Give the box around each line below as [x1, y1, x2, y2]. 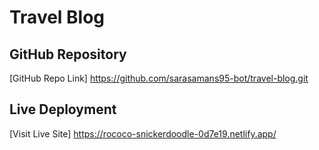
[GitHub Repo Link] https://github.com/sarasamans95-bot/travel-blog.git [9, 72, 309, 84]
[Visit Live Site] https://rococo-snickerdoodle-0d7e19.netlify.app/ [9, 127, 277, 140]
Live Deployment [9, 101, 117, 118]
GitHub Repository [9, 46, 127, 63]
